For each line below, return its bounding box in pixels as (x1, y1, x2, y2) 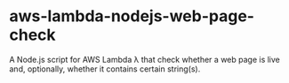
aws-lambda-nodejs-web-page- (9, 6, 255, 26)
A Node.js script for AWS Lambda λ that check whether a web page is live (9, 54, 280, 64)
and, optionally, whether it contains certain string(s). (9, 64, 201, 74)
